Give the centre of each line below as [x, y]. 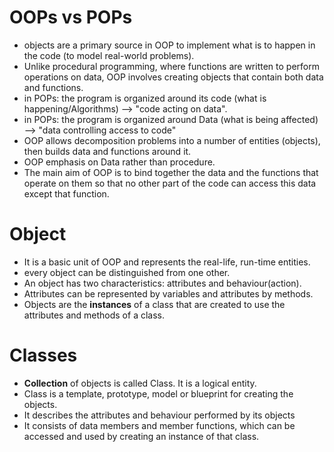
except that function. [66, 193]
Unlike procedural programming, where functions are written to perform [171, 66]
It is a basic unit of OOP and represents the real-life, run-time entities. [167, 262]
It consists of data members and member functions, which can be [159, 425]
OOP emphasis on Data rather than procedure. [119, 162]
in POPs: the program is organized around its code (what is [145, 98]
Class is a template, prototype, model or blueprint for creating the [158, 393]
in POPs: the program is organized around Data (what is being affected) [171, 119]
